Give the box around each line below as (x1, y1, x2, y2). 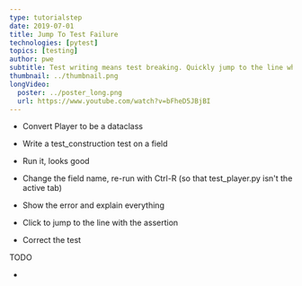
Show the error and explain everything (22, 200, 164, 211)
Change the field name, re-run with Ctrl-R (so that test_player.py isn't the (22, 173, 293, 184)
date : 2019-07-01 (9, 22, 75, 30)
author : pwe (9, 55, 54, 64)
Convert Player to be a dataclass (22, 121, 144, 132)
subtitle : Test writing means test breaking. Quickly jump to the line (9, 64, 283, 73)
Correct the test (22, 235, 82, 246)
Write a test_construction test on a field (22, 138, 168, 149)
